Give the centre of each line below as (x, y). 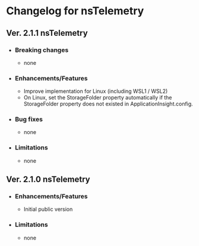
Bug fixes (29, 119)
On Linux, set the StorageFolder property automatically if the (98, 98)
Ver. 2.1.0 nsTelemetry (48, 180)
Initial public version (48, 209)
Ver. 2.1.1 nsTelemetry (47, 33)
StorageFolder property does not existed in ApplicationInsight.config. (108, 104)
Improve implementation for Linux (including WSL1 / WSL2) (96, 91)
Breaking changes (42, 50)
